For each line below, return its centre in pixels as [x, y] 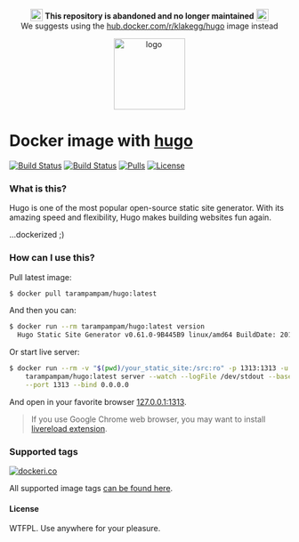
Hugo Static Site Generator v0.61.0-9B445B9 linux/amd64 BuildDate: [147, 335]
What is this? [38, 189]
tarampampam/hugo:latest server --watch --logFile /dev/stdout [145, 377]
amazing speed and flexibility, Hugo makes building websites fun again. [140, 217]
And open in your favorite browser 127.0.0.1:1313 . [98, 401]
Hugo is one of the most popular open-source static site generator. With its [147, 208]
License [24, 508]
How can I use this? [52, 258]
